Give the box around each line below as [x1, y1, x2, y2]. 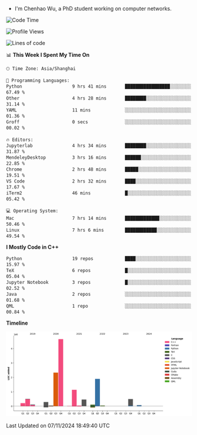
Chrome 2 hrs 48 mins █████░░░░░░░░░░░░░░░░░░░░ [6, 167, 192, 172]
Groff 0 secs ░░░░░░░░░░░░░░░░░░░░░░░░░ [6, 119, 192, 125]
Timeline [6, 319, 28, 327]
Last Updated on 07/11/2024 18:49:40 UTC [6, 422, 110, 429]
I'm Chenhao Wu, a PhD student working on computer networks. [14, 5, 172, 12]
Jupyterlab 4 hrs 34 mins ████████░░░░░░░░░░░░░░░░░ [6, 143, 192, 149]
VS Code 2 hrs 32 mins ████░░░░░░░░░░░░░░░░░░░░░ [6, 178, 192, 184]
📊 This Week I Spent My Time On [6, 52, 90, 58]
